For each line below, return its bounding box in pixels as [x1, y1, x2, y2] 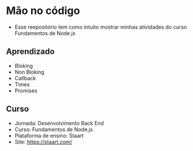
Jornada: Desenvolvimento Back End [14, 119, 104, 126]
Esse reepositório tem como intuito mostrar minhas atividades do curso [14, 23, 187, 30]
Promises [14, 87, 38, 94]
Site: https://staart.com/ [14, 138, 72, 145]
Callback [14, 74, 36, 81]
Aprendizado [6, 47, 55, 57]
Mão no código [6, 4, 80, 18]
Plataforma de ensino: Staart [14, 132, 84, 139]
